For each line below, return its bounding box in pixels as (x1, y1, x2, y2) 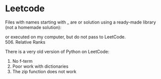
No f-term (12, 58, 33, 64)
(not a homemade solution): (5, 24, 62, 30)
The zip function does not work (12, 68, 77, 74)
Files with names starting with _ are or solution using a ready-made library (5, 19, 156, 25)
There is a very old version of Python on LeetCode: (5, 49, 109, 54)
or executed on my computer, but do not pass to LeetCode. (5, 34, 126, 40)
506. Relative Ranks (5, 39, 46, 45)
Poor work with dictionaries (12, 63, 68, 69)
